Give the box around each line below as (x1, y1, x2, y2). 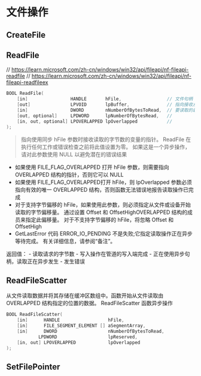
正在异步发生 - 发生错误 (26, 258, 86, 265)
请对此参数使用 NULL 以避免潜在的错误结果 (20, 151, 127, 158)
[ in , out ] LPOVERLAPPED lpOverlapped (17, 339, 141, 345)
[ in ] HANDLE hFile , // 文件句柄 (17, 96, 193, 102)
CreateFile (6, 29, 46, 40)
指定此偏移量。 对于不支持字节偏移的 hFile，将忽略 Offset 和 (25, 216, 174, 223)
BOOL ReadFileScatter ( (6, 312, 63, 318)
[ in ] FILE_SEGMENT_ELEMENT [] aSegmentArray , (17, 323, 146, 329)
